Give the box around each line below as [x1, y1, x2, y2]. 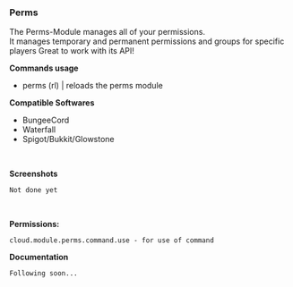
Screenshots [9, 168, 58, 180]
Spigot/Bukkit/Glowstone [22, 134, 115, 145]
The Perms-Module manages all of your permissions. [9, 27, 206, 38]
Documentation [9, 252, 69, 263]
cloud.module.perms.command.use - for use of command [9, 236, 215, 245]
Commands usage [9, 63, 79, 73]
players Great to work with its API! [9, 46, 134, 56]
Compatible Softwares [9, 97, 95, 108]
